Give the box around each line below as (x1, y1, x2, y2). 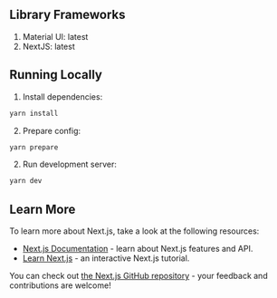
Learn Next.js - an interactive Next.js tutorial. (22, 253, 190, 264)
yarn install (9, 109, 59, 118)
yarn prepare (9, 142, 59, 152)
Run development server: (22, 159, 118, 170)
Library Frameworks (9, 7, 126, 23)
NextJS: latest (22, 41, 75, 52)
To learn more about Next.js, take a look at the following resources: (9, 226, 260, 236)
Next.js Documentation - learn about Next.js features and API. (22, 244, 253, 255)
